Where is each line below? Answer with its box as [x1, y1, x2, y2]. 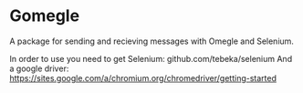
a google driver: [9, 63, 69, 74]
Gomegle [9, 5, 80, 26]
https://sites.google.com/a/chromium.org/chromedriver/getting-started [9, 72, 277, 83]
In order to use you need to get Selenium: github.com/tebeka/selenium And [9, 53, 293, 64]
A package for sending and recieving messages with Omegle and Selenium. [9, 36, 295, 46]
